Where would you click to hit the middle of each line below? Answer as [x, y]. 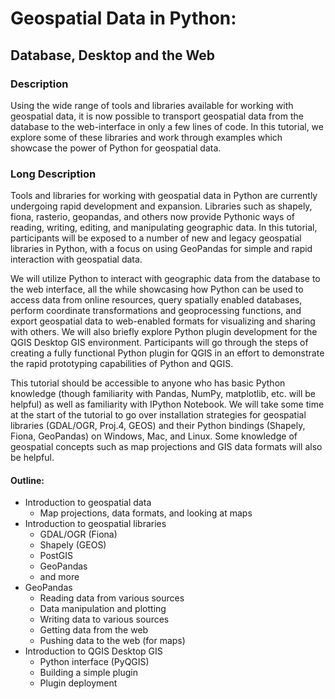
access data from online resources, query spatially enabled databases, [156, 300]
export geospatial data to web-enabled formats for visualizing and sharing [163, 321]
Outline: [27, 480]
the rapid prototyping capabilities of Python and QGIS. [122, 364]
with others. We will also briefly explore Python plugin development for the [164, 332]
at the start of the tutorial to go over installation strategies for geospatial [158, 415]
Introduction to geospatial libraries [95, 524]
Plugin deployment [78, 683]
